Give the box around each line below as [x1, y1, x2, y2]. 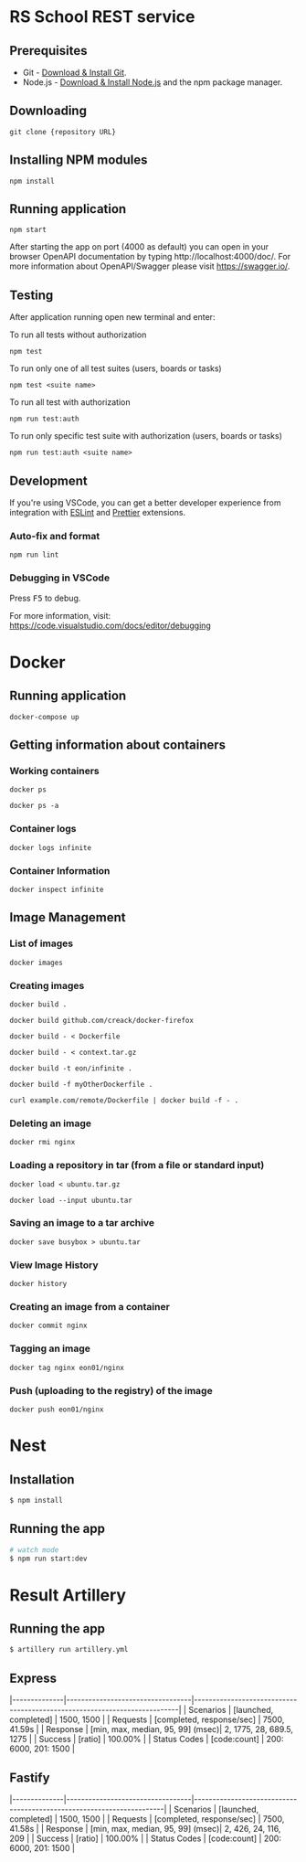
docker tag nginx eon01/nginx [9, 1363, 125, 1372]
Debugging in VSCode [9, 571, 111, 584]
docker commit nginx [9, 1321, 89, 1331]
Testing [9, 287, 54, 303]
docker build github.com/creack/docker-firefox [9, 1016, 195, 1025]
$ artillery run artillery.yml [9, 1645, 129, 1655]
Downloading [9, 103, 87, 119]
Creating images [9, 979, 85, 992]
